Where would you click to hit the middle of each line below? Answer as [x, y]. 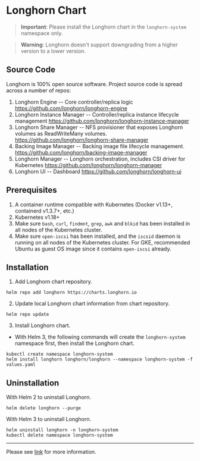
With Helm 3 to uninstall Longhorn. [49, 419]
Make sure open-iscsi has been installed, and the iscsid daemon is [98, 236]
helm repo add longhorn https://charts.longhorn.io [71, 293]
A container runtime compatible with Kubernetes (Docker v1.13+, [93, 204]
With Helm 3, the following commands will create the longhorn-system [100, 337]
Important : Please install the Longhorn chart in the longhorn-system [103, 27]
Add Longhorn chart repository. [53, 282]
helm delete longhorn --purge [44, 408]
